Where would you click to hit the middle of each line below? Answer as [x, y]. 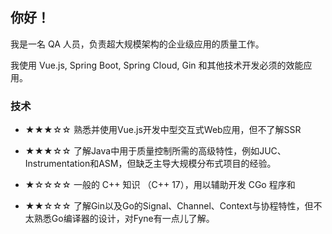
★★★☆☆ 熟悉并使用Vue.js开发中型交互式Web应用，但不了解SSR [163, 130]
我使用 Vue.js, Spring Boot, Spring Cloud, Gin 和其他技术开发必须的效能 [157, 65]
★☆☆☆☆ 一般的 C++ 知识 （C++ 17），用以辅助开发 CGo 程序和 [160, 185]
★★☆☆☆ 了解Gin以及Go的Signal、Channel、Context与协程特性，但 [169, 206]
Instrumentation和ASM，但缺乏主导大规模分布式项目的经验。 [150, 164]
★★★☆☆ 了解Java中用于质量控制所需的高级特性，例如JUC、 [155, 151]
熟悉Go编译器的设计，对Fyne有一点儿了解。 [124, 219]
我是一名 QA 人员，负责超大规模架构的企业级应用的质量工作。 [137, 44]
